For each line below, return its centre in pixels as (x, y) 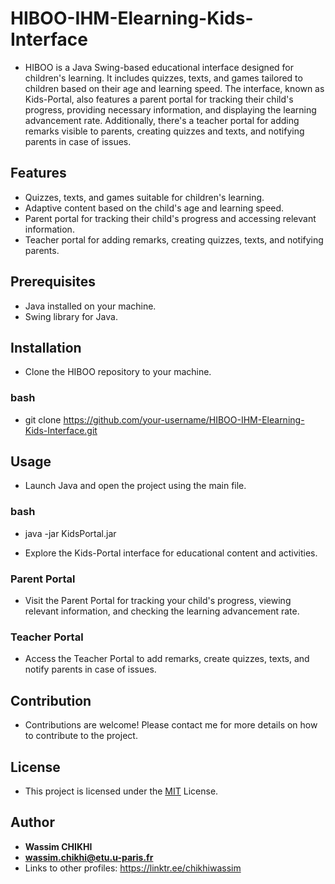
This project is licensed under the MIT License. (121, 791)
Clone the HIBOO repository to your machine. (118, 372)
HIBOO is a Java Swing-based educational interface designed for (159, 67)
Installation (46, 347)
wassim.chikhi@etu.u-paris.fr (89, 857)
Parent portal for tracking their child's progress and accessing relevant (170, 218)
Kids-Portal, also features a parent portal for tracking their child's (159, 99)
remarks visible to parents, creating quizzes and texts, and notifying (164, 131)
